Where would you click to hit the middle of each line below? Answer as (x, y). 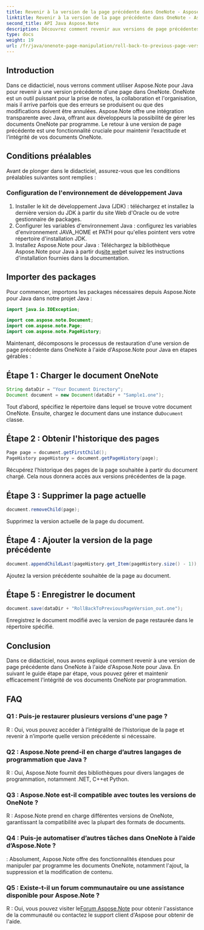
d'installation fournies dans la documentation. (72, 258)
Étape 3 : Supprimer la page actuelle (76, 496)
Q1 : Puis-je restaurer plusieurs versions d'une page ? (87, 716)
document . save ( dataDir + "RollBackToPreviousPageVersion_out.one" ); (95, 609)
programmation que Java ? (46, 760)
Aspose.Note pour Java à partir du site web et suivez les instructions (100, 251)
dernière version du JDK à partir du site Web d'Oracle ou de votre (97, 212)
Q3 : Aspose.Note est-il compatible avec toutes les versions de (101, 795)
